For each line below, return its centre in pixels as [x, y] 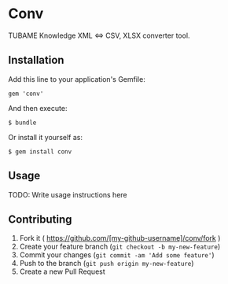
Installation [36, 60]
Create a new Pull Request [63, 271]
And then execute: [38, 108]
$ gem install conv [40, 151]
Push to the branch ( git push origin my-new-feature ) [107, 264]
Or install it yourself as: [45, 137]
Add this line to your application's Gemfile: [77, 79]
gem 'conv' [26, 94]
